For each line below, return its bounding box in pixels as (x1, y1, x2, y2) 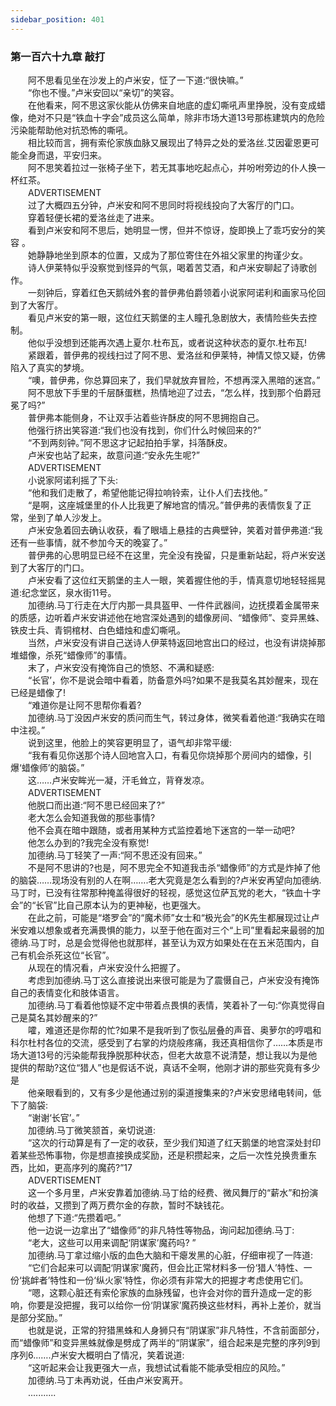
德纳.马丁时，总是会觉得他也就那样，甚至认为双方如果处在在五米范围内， (10, 936, 312, 948)
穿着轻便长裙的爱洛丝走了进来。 (27, 211, 160, 223)
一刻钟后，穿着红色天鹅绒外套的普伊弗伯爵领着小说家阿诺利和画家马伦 (27, 286, 317, 298)
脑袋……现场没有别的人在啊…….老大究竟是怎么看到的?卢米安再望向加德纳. (18, 874, 322, 886)
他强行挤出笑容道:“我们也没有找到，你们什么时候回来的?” (27, 424, 262, 436)
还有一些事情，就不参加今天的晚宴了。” (10, 536, 168, 548)
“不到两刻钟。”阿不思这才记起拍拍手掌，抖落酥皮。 (27, 436, 233, 448)
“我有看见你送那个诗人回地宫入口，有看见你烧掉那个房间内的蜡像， (27, 749, 304, 761)
